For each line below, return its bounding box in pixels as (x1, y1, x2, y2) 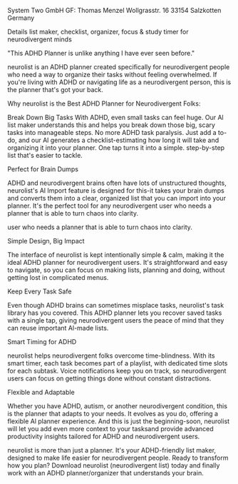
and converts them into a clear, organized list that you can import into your (7, 194, 227, 202)
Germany (7, 14, 35, 22)
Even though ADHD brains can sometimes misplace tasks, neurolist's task (7, 301, 224, 309)
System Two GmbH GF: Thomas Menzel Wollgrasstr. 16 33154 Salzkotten (7, 6, 222, 14)
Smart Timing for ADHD (7, 338, 77, 346)
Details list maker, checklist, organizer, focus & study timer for (7, 28, 189, 36)
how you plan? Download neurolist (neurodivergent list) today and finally (7, 461, 220, 470)
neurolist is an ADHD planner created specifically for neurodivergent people (7, 63, 230, 71)
